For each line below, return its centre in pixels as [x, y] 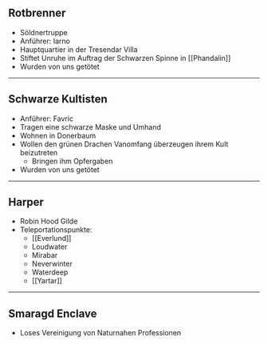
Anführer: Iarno [45, 41]
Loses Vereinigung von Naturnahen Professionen [100, 333]
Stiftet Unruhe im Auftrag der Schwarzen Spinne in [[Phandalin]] [125, 58]
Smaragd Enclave [53, 313]
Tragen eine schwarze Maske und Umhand [91, 126]
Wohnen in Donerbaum [58, 135]
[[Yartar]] [47, 281]
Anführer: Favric [47, 118]
